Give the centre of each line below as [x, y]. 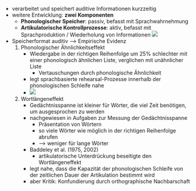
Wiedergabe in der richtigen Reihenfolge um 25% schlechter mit [108, 54]
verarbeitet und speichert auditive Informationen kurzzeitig [84, 9]
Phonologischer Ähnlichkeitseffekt [63, 47]
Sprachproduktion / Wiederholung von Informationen [85, 35]
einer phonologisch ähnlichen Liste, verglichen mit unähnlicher [106, 60]
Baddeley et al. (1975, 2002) [64, 150]
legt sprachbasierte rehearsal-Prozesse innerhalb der [95, 79]
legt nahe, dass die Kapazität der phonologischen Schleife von [106, 169]
